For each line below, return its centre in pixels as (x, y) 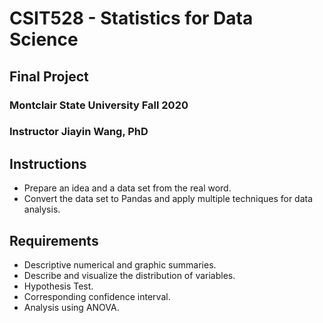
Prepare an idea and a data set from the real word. (127, 188)
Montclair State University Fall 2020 (99, 105)
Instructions (48, 163)
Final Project (49, 76)
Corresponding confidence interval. (97, 297)
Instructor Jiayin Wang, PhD (79, 132)
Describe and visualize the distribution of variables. (129, 276)
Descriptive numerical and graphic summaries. (120, 265)
